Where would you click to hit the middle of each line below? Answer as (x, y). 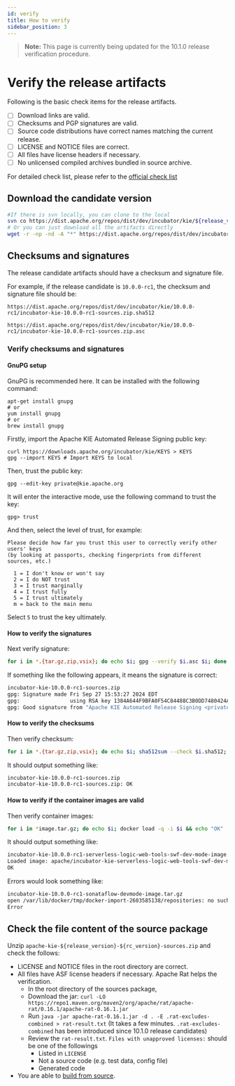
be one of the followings (63, 1046)
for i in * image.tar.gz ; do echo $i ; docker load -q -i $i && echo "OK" (115, 829)
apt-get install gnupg (40, 401)
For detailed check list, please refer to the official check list (92, 177)
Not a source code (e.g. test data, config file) (103, 1061)
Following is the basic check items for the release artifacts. (92, 102)
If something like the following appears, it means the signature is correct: (112, 675)
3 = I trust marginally (48, 586)
